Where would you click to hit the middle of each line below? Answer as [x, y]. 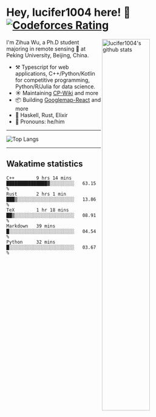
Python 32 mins [31, 242]
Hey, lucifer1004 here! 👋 [69, 12]
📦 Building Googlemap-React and [58, 99]
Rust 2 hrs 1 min [36, 194]
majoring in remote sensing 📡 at [46, 49]
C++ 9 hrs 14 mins [39, 178]
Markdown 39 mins [31, 226]
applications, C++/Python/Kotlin [55, 73]
